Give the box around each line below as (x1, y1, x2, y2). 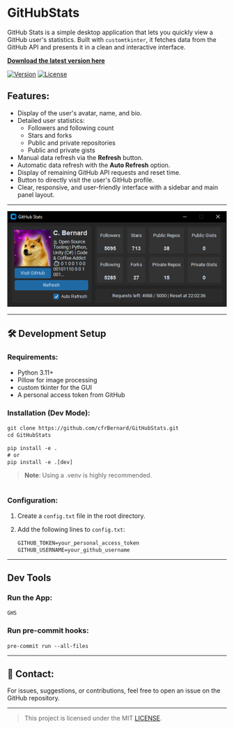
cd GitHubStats (7, 432, 52, 439)
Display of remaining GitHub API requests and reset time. (17, 168, 181, 176)
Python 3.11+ (17, 368, 54, 377)
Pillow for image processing (17, 375, 97, 384)
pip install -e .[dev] (7, 459, 73, 466)
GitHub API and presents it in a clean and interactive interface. (7, 43, 186, 51)
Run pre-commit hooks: (7, 626, 89, 635)
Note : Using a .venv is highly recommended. (24, 471, 153, 479)
